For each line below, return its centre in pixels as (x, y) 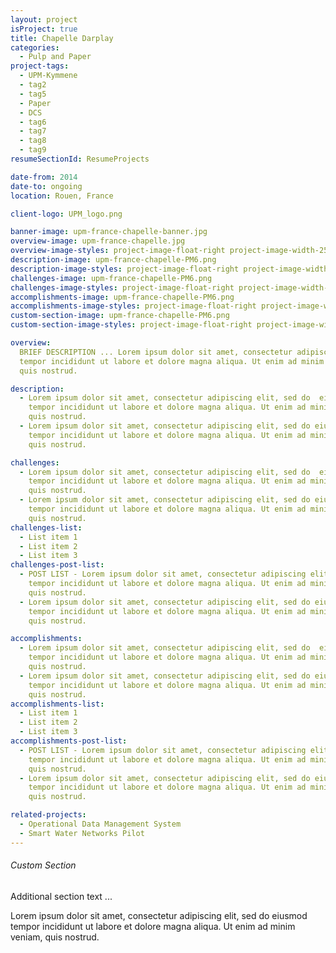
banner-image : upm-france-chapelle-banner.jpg (109, 232)
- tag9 (33, 150)
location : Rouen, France (62, 196)
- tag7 (33, 131)
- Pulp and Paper (55, 57)
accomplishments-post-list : (69, 741)
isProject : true (44, 29)
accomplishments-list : (57, 704)
